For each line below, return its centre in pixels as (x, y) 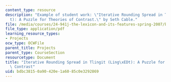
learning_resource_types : (33, 34)
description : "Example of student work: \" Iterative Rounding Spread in (84, 15)
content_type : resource (31, 10)
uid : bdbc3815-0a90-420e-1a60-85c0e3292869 (52, 72)
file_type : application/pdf (35, 29)
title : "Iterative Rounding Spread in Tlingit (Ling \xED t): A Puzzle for (85, 62)
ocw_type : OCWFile (25, 43)
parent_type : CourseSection (35, 52)
